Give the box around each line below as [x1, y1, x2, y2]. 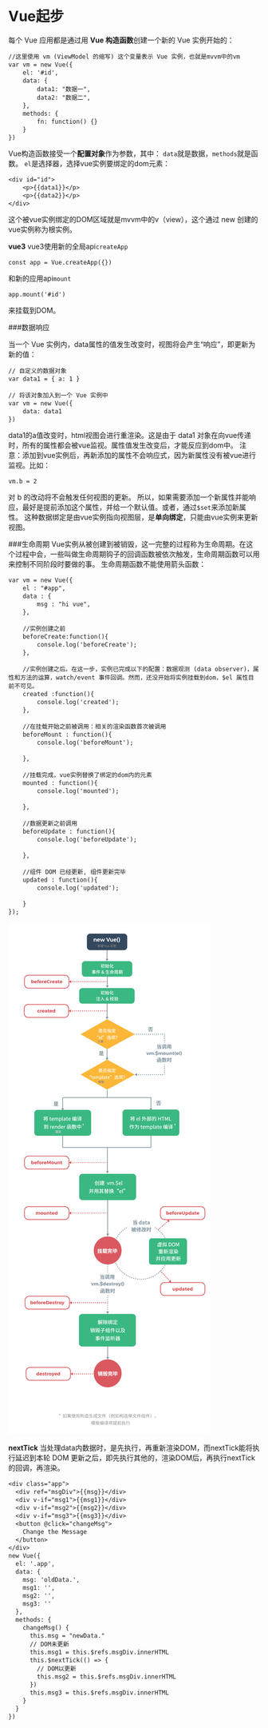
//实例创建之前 [22, 624, 66, 632]
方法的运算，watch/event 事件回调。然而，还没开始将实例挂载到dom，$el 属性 [19, 673, 249, 682]
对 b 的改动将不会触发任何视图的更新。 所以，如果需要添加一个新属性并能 [8, 492, 250, 502]
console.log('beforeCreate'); [37, 640, 137, 648]
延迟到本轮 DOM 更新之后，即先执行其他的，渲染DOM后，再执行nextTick [14, 1452, 256, 1463]
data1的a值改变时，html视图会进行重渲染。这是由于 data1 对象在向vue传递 [8, 430, 251, 440]
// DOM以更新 [37, 1664, 77, 1673]
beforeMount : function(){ [22, 731, 112, 739]
